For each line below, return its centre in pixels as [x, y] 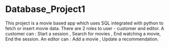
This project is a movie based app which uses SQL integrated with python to [84, 23]
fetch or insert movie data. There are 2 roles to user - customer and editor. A [85, 28]
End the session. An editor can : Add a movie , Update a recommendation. [82, 39]
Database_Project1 [45, 9]
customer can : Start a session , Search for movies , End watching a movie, [83, 33]
